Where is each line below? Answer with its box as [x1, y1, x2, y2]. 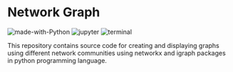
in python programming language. [7, 56, 107, 64]
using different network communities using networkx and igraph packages [7, 49, 226, 57]
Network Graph [7, 4, 100, 20]
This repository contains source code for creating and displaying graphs [7, 41, 219, 49]
